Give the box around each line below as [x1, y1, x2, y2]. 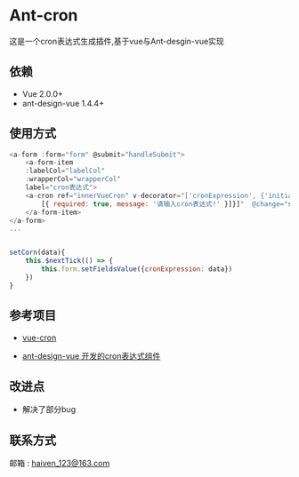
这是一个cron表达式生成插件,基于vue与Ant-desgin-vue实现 [9, 36, 224, 46]
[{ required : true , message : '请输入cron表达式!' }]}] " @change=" [41, 199, 288, 209]
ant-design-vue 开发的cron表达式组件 [21, 350, 161, 361]
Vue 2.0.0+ [21, 88, 64, 99]
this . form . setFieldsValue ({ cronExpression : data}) [41, 265, 233, 274]
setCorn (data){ [9, 248, 66, 258]
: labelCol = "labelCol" [25, 166, 105, 176]
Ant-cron [9, 5, 78, 26]
